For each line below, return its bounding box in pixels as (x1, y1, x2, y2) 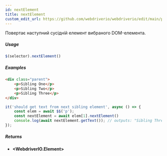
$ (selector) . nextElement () (5, 54, 61, 59)
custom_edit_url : (5, 16, 41, 21)
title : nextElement (5, 12, 46, 17)
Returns (5, 133, 22, 139)
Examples (5, 64, 26, 70)
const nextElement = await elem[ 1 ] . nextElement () (14, 113, 119, 119)
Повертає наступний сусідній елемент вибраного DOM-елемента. (5, 30, 146, 36)
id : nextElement (5, 7, 39, 12)
